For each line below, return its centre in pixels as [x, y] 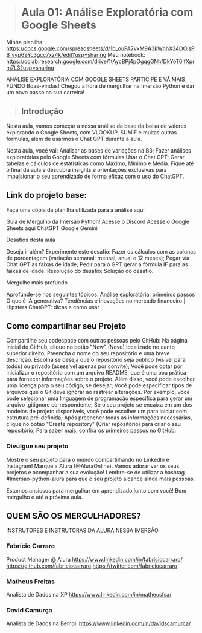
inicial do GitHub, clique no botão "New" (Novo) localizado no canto [90, 347]
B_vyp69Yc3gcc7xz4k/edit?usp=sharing [56, 54]
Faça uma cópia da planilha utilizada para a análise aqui [75, 210]
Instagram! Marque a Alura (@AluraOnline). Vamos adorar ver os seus [93, 466]
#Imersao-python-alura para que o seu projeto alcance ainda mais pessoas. [101, 479]
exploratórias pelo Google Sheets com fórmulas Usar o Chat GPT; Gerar [96, 157]
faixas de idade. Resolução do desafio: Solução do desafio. [80, 271]
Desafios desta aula [31, 240]
